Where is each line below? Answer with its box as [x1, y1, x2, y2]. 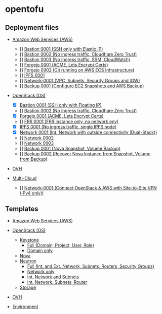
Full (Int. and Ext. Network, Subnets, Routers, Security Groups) [27, 263, 155, 269]
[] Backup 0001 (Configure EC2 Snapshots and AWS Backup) [19, 83, 144, 89]
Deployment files [5, 23, 59, 32]
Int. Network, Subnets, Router [27, 279, 87, 285]
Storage [19, 284, 36, 291]
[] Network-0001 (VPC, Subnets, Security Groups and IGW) [19, 78, 140, 83]
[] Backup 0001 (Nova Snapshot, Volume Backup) [19, 145, 121, 152]
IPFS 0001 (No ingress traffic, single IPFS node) [19, 124, 117, 130]
